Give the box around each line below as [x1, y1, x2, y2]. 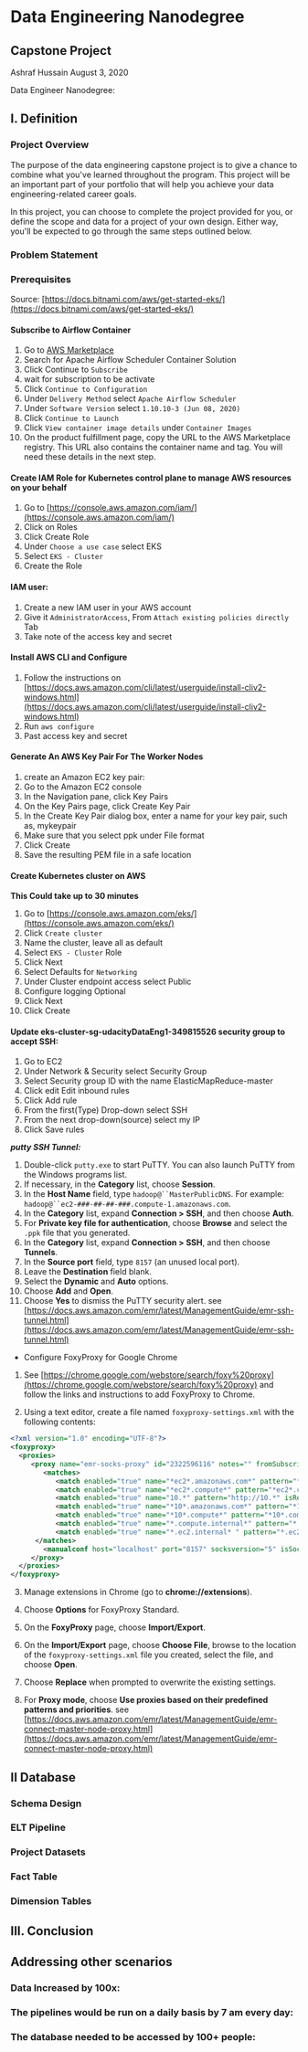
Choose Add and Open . [23, 1285, 113, 1296]
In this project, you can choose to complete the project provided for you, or [10, 206, 293, 217]
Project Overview [10, 139, 90, 152]
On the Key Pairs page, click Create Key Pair [23, 800, 191, 811]
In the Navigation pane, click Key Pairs [23, 790, 168, 801]
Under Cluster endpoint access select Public [23, 976, 192, 988]
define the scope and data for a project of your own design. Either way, [10, 216, 279, 227]
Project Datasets [10, 1846, 86, 1858]
